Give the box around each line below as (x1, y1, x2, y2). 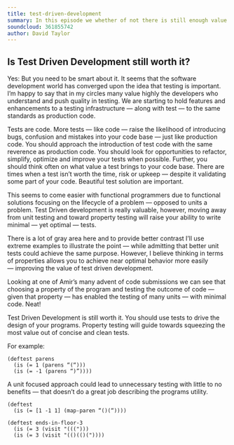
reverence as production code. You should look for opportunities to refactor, (7, 148, 227, 156)
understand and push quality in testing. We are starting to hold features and (7, 97, 226, 105)
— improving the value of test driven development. (7, 264, 154, 273)
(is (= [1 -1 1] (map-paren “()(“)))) (13, 407, 128, 414)
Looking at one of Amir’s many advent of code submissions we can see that (7, 278, 226, 286)
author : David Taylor (7, 29, 71, 37)
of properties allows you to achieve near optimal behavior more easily (7, 256, 209, 265)
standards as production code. (7, 111, 96, 120)
